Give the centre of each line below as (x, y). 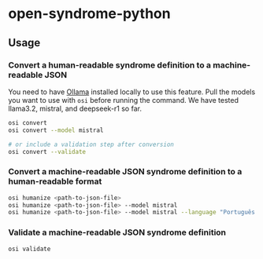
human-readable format (55, 181)
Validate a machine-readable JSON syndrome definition (117, 232)
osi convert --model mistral (56, 130)
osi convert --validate (47, 151)
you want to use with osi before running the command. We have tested (123, 100)
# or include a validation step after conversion (91, 144)
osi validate (30, 249)
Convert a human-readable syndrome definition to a (109, 65)
